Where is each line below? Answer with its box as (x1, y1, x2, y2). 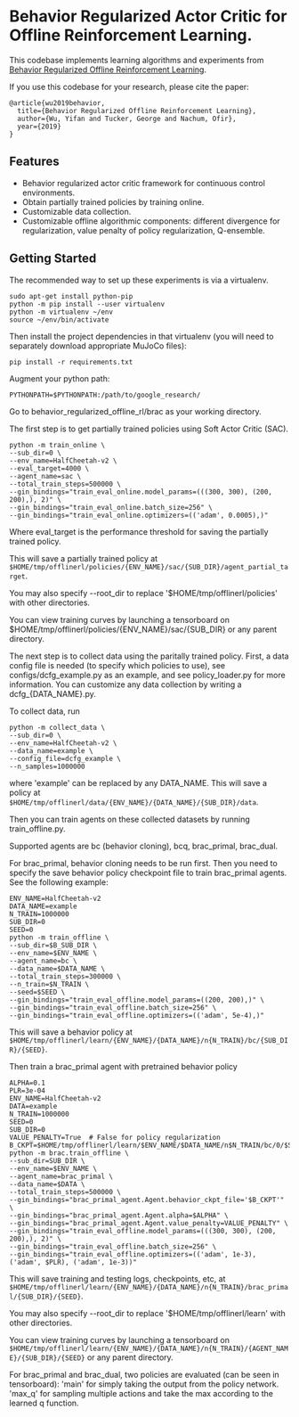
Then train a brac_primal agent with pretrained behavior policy (9, 1061, 238, 1071)
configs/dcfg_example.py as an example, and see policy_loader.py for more (9, 669, 287, 680)
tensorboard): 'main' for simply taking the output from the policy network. (9, 1379, 279, 1389)
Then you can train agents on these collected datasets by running (9, 814, 251, 824)
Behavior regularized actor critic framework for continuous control (21, 177, 265, 188)
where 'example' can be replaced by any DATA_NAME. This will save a (9, 777, 268, 788)
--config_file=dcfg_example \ (9, 754, 122, 763)
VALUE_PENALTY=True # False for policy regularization (9, 1133, 221, 1142)
